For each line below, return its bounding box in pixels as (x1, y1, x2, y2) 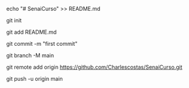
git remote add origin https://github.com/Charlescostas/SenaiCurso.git (6, 63, 183, 71)
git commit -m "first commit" (6, 40, 78, 47)
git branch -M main (6, 52, 55, 59)
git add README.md (6, 28, 57, 36)
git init (6, 17, 22, 24)
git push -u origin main (6, 75, 63, 82)
